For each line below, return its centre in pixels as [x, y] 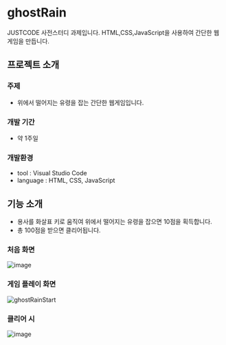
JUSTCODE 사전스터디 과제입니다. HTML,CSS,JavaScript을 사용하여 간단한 [110, 32]
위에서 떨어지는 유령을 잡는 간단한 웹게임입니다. [80, 102]
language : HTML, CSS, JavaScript [66, 181]
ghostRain [37, 13]
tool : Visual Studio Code [52, 173]
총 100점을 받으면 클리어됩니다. [59, 230]
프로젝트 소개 [33, 65]
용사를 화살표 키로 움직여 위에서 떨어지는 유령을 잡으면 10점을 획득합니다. [115, 222]
